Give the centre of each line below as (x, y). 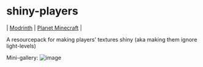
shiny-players (42, 11)
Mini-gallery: (22, 57)
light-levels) (21, 46)
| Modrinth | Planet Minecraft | (44, 28)
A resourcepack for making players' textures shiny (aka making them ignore (102, 39)
